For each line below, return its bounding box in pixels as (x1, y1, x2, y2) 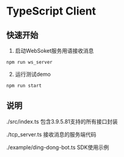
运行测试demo (15, 71, 51, 78)
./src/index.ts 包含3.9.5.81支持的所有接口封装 (6, 118, 118, 125)
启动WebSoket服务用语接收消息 (15, 47, 94, 54)
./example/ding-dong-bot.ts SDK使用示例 (6, 144, 109, 151)
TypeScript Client (6, 4, 96, 18)
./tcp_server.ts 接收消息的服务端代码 (6, 130, 97, 138)
